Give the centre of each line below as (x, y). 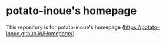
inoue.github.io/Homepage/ (39, 33)
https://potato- (142, 27)
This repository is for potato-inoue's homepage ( (65, 27)
